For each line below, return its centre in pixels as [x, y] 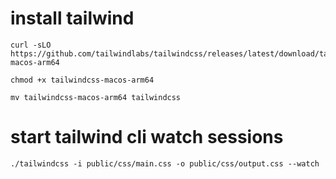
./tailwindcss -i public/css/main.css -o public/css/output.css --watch [165, 163]
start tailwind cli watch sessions [147, 137]
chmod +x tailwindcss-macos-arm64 [82, 80]
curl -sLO [31, 45]
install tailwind [72, 18]
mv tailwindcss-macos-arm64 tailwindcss [96, 97]
